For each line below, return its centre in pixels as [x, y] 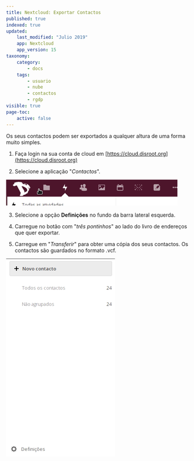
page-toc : [18, 112]
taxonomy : [18, 56]
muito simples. [24, 142]
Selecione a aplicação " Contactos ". [58, 171]
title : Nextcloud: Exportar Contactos [53, 12]
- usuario [39, 81]
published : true [26, 19]
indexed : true [24, 25]
